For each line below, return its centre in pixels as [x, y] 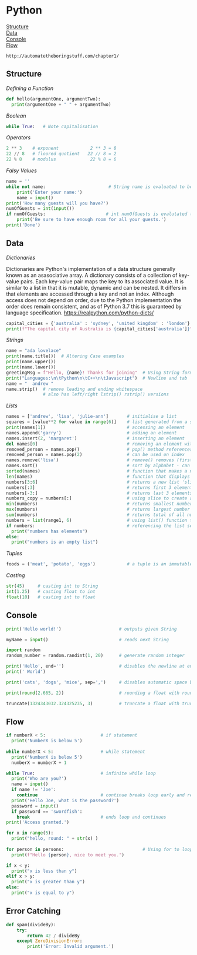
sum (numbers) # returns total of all [95, 515]
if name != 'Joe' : [34, 790]
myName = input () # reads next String [87, 639]
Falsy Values [21, 170]
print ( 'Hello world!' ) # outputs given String [91, 629]
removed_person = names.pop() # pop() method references [99, 449]
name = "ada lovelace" [34, 351]
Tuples [14, 554]
